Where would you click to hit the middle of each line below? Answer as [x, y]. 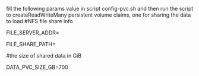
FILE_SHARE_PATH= [31, 44]
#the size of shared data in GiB [44, 56]
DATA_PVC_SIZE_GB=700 [37, 67]
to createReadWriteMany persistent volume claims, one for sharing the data [99, 15]
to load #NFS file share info [40, 21]
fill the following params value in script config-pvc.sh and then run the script [100, 9]
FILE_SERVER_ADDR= [33, 33]
